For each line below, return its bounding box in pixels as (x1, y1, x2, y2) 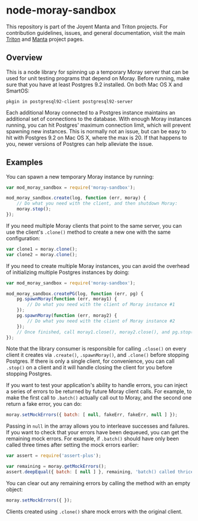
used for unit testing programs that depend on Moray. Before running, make (6, 74, 190, 81)
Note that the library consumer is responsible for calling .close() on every (6, 345, 187, 352)
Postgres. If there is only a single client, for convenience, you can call (6, 358, 175, 365)
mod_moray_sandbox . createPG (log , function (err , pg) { (6, 290, 144, 297)
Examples (6, 158, 43, 168)
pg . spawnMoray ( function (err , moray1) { (16, 296, 117, 302)
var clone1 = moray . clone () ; (6, 246, 78, 252)
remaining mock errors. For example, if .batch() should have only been (6, 435, 179, 443)
